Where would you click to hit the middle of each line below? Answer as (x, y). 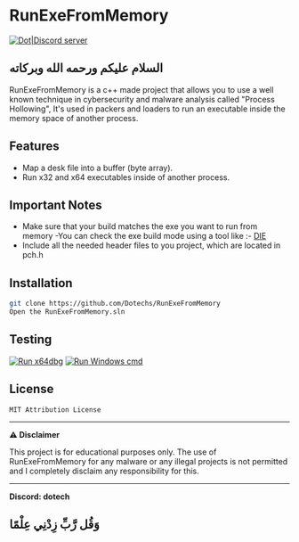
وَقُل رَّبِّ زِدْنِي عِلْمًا (54, 524)
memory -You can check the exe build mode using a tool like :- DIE (144, 236)
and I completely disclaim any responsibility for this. (104, 471)
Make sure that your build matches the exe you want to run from (140, 226)
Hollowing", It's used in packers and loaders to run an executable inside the (148, 109)
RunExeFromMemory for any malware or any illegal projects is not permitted (149, 461)
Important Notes (56, 205)
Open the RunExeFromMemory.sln (67, 312)
